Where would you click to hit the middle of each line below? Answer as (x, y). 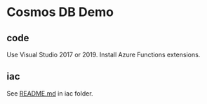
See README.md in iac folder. (50, 93)
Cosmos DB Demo (60, 12)
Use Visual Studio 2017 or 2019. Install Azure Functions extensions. (103, 54)
